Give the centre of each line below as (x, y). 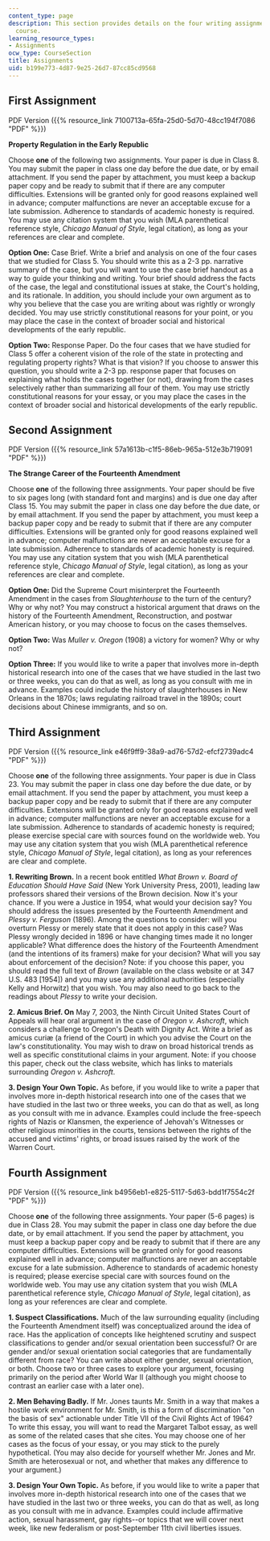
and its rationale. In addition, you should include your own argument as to (130, 295)
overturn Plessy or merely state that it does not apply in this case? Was (126, 928)
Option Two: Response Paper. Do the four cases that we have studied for (129, 345)
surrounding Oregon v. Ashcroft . (62, 1072)
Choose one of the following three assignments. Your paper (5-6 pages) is (131, 1216)
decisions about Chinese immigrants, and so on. (88, 707)
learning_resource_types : (51, 38)
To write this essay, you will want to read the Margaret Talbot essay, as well (133, 1427)
